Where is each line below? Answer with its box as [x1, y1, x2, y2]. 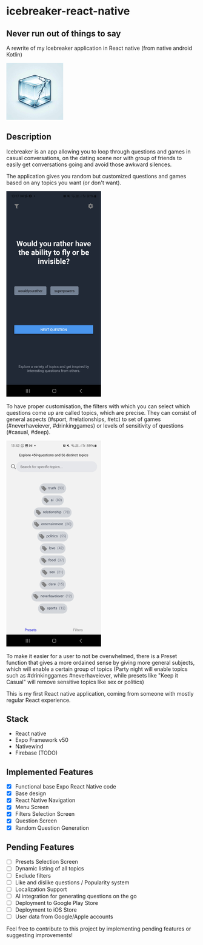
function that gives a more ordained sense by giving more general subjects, [6, 659, 195, 666]
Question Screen [15, 817, 58, 824]
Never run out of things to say [6, 29, 121, 39]
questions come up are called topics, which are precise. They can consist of [6, 409, 197, 417]
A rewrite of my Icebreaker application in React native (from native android [6, 44, 193, 52]
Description [6, 132, 52, 142]
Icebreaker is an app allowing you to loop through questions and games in [6, 147, 191, 155]
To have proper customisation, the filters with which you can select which [6, 403, 190, 410]
